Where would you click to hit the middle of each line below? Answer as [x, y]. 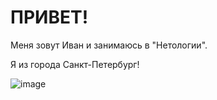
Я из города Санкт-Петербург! [75, 64]
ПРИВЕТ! [49, 17]
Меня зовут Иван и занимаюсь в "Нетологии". [109, 45]
